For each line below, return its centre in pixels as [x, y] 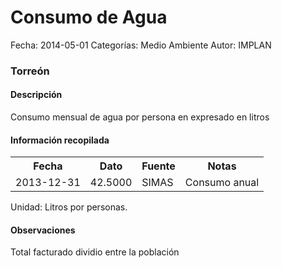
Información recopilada [60, 140]
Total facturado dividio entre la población [95, 252]
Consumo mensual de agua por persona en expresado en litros [140, 117]
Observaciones [43, 230]
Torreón [30, 71]
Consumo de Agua [89, 17]
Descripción [36, 95]
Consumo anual [222, 183]
